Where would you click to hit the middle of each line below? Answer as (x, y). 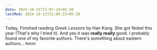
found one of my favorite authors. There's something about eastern (73, 38)
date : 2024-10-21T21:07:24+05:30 (39, 9)
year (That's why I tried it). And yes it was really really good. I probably (78, 33)
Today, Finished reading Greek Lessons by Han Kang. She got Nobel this (79, 28)
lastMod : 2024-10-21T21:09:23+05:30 (43, 14)
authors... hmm (20, 43)
